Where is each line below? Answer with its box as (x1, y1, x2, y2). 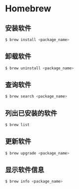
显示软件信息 (5, 166, 44, 174)
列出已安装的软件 (5, 109, 57, 117)
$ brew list (5, 122, 30, 128)
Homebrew (5, 3, 51, 14)
